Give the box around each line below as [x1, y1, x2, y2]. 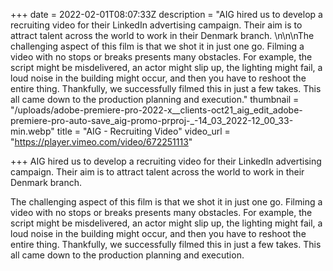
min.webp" [10, 125, 55, 137]
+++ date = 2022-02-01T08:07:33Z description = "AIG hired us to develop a [10, 9, 323, 20]
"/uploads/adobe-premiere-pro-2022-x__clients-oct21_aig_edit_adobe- [10, 104, 303, 116]
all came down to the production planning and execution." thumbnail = [10, 94, 300, 105]
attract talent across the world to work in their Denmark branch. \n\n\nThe [10, 30, 315, 41]
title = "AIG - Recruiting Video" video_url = [56, 125, 231, 137]
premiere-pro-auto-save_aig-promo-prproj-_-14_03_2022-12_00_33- [10, 115, 294, 126]
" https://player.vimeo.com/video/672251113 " [10, 136, 193, 148]
